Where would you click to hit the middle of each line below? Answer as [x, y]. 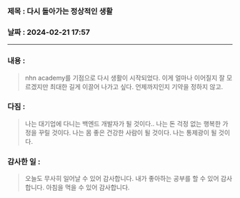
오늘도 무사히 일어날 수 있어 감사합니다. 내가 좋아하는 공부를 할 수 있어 [122, 179]
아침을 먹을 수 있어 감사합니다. [88, 187]
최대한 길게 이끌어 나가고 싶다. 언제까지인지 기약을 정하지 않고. [136, 86]
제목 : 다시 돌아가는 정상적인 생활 [60, 11]
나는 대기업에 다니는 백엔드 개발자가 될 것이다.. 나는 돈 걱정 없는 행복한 [123, 123]
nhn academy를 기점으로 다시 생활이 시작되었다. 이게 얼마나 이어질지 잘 [125, 78]
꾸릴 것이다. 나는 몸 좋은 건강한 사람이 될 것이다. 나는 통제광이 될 [127, 132]
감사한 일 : [24, 162]
